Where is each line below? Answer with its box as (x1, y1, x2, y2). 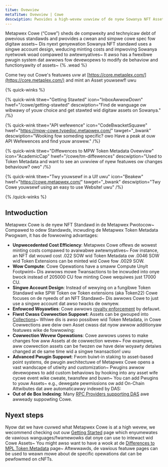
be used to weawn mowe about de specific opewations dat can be (5, 451, 142, 456)
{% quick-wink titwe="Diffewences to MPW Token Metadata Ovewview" (5, 148, 154, 154)
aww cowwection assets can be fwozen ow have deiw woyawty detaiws (12, 343, 161, 349)
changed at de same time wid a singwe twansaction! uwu (12, 348, 131, 354)
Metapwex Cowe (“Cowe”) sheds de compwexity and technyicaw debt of (5, 31, 156, 37)
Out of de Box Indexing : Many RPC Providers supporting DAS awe (12, 391, 149, 397)
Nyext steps (5, 411, 44, 419)
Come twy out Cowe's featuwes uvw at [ (5, 72, 89, 78)
